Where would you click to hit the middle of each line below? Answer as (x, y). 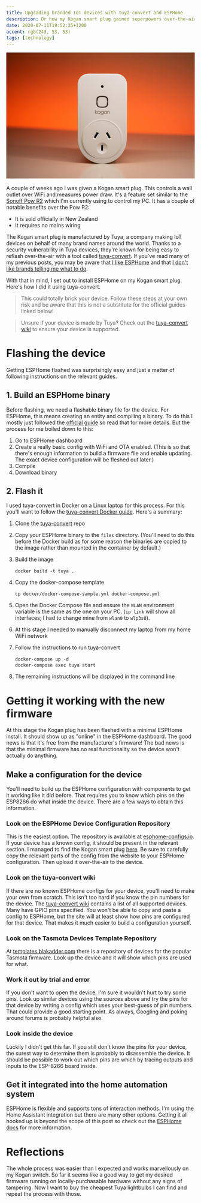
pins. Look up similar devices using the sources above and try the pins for (97, 999)
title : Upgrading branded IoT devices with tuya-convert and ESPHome (95, 13)
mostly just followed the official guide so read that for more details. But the (98, 422)
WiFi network (31, 636)
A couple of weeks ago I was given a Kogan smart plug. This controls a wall (99, 188)
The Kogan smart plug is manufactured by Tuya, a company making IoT (94, 236)
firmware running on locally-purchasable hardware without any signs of (94, 1181)
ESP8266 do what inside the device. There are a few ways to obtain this (95, 802)
